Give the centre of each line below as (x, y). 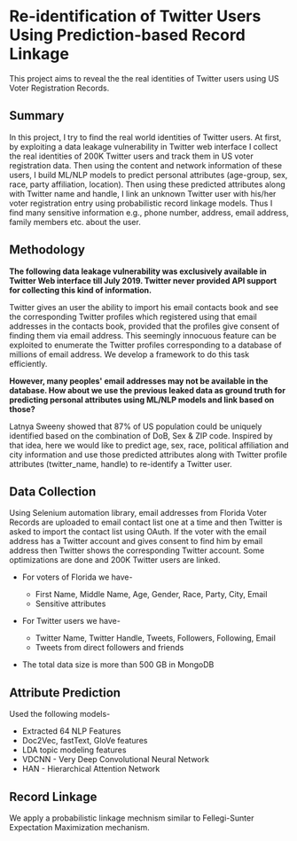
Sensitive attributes (70, 603)
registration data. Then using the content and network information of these (145, 165)
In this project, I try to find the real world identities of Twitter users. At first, (145, 137)
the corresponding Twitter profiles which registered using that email (133, 316)
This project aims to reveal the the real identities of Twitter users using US (144, 78)
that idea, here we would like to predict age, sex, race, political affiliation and (149, 445)
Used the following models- (60, 714)
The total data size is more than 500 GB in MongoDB (118, 665)
